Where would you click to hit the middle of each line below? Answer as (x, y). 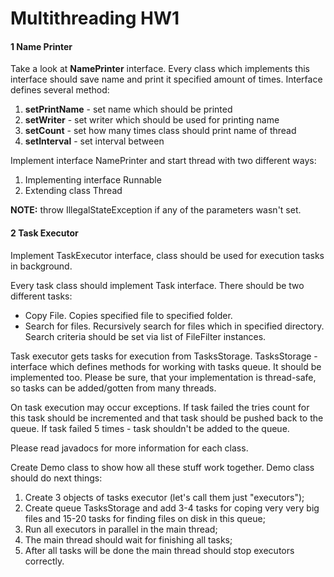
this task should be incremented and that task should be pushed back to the (167, 418)
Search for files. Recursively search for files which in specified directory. (174, 326)
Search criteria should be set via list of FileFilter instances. (145, 336)
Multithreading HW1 (95, 18)
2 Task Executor (44, 233)
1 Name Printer (41, 46)
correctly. (44, 561)
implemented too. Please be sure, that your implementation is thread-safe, (163, 377)
